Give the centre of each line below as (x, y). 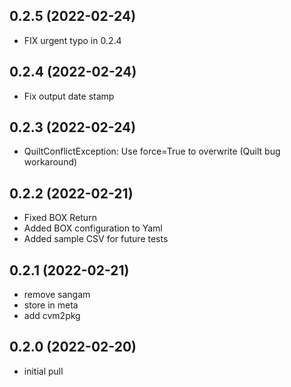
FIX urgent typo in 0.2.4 (72, 40)
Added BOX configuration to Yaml (93, 228)
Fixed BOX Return (60, 218)
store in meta (51, 305)
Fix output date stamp (69, 96)
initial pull (43, 371)
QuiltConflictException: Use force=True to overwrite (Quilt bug (152, 151)
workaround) (50, 162)
